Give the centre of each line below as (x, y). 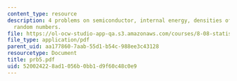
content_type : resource (42, 14)
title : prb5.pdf (31, 60)
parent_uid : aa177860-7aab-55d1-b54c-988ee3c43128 (83, 46)
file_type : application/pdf (49, 40)
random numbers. (37, 27)
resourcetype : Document (42, 54)
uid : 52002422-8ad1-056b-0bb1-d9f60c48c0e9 (72, 66)
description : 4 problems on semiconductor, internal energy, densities (115, 20)
